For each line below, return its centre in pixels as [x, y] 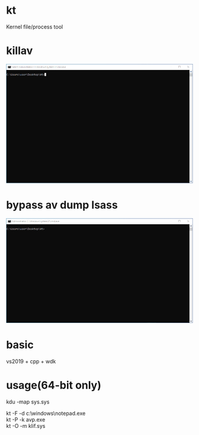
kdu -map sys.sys [28, 402]
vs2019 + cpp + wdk [31, 361]
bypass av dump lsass [62, 205]
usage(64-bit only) [54, 385]
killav [20, 51]
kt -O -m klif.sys [26, 426]
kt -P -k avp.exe [26, 420]
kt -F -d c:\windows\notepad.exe [46, 414]
